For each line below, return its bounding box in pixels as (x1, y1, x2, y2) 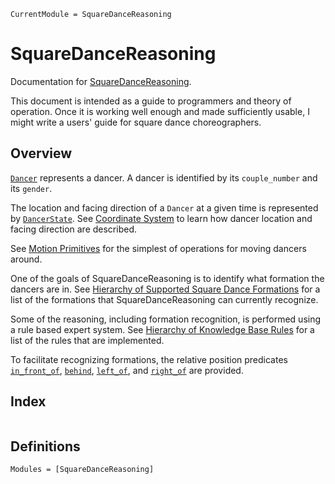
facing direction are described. (10, 223, 138, 235)
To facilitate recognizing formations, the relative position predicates (10, 353, 288, 365)
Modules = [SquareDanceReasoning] (10, 465, 155, 475)
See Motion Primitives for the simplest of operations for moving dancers (10, 242, 307, 254)
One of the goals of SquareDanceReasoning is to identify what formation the (10, 272, 325, 284)
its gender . (10, 182, 53, 194)
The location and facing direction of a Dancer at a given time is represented (10, 201, 319, 214)
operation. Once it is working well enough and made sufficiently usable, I (10, 105, 310, 117)
